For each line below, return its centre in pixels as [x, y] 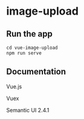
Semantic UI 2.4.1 [28, 110]
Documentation [36, 72]
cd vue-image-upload [32, 48]
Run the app [29, 34]
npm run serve [24, 53]
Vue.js [14, 86]
